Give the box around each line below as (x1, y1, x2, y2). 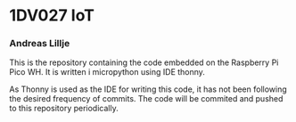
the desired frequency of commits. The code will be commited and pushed (9, 94, 284, 104)
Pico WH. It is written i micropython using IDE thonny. (9, 67, 205, 77)
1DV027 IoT (9, 5, 95, 26)
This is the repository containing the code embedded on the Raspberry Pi (9, 57, 279, 68)
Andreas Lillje (9, 37, 70, 50)
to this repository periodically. (9, 103, 119, 114)
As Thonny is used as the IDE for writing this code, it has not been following (9, 84, 287, 94)
